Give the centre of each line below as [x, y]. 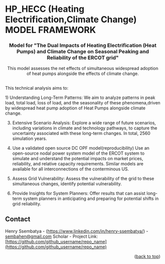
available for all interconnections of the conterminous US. [70, 169]
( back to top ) [147, 256]
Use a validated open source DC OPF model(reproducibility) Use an [81, 148]
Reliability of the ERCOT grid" [83, 58]
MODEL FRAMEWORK [50, 30]
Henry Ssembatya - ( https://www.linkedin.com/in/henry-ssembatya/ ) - [77, 231]
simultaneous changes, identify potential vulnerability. [67, 184]
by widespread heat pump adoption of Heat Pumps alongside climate [75, 108]
